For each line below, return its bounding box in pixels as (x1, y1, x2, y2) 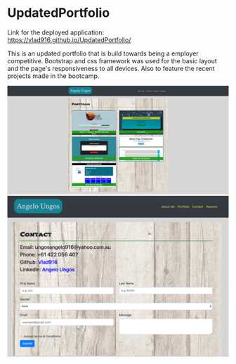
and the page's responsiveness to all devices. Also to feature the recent (7, 64, 215, 72)
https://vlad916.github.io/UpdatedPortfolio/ (7, 35, 131, 44)
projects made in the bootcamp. (7, 72, 100, 80)
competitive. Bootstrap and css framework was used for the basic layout (7, 56, 218, 65)
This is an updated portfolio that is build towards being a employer (7, 49, 199, 58)
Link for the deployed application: (7, 28, 105, 37)
